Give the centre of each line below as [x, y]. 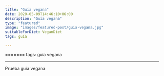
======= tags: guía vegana [33, 54]
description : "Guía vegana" [34, 18]
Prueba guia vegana [25, 68]
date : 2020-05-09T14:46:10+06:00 [39, 14]
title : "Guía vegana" [27, 9]
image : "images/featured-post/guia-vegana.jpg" [54, 28]
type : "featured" [23, 23]
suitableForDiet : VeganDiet [34, 32]
